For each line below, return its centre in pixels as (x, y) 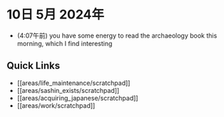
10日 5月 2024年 (56, 15)
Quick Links (34, 66)
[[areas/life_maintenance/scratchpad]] (73, 83)
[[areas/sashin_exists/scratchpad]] (68, 90)
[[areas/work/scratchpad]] (56, 105)
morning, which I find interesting (65, 43)
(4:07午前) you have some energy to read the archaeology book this (117, 35)
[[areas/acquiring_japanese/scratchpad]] (77, 98)
